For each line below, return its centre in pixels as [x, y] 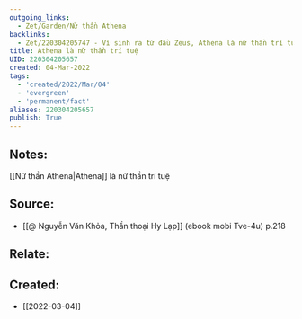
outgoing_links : [40, 18]
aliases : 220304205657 [52, 110]
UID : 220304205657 [44, 59]
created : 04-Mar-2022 [50, 68]
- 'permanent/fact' [54, 101]
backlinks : [30, 34]
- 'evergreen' [44, 93]
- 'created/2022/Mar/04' [64, 84]
